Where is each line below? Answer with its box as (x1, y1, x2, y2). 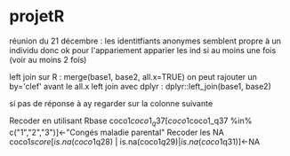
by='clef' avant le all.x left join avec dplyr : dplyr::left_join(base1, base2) (9, 81, 271, 91)
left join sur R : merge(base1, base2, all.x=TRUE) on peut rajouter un (9, 71, 258, 82)
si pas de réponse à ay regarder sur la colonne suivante (9, 97, 213, 108)
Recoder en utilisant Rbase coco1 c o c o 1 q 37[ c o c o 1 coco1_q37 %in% (9, 115, 253, 128)
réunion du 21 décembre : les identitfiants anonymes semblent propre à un (9, 35, 282, 46)
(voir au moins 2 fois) (9, 54, 87, 65)
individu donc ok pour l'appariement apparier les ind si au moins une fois (9, 44, 277, 55)
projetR (9, 6, 65, 27)
